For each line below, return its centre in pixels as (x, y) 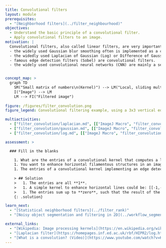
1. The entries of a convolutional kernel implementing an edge (82, 169)
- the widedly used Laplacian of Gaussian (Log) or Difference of (79, 56)
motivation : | (20, 42)
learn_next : (17, 206)
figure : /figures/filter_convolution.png (48, 106)
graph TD (19, 83)
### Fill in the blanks (34, 151)
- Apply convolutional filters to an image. (56, 38)
